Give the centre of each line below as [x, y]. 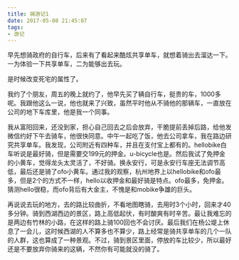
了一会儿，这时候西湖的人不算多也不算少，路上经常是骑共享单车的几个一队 [122, 232]
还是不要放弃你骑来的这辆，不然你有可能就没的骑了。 [85, 249]
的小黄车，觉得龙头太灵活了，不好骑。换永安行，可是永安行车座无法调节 [113, 163]
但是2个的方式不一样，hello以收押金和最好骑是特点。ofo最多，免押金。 [124, 181]
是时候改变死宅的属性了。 [45, 79]
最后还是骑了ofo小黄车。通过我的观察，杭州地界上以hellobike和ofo [117, 172]
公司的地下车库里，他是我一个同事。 [60, 112]
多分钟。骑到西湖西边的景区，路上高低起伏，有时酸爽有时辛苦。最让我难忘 [116, 214]
